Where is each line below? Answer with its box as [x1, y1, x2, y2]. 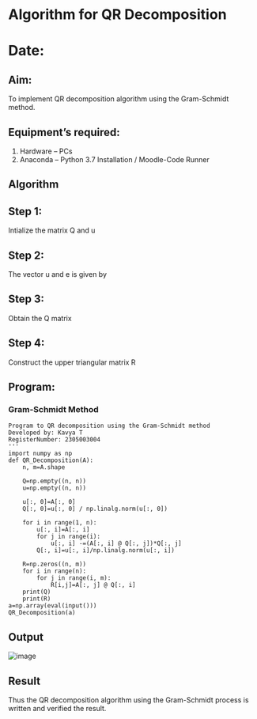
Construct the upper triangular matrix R [8, 358, 136, 367]
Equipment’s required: [8, 125, 120, 139]
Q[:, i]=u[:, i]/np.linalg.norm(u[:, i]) [36, 547, 176, 554]
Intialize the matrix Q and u [8, 225, 96, 235]
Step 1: [8, 204, 43, 218]
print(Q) [22, 588, 51, 596]
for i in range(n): [22, 567, 87, 575]
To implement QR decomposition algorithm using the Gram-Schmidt [8, 94, 229, 104]
